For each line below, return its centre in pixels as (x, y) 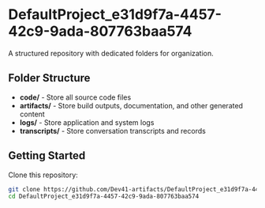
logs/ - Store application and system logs (87, 122)
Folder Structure (49, 78)
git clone (24, 189)
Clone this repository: (43, 175)
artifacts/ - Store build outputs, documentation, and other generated (131, 105)
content (32, 114)
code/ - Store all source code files (75, 97)
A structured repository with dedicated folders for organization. (111, 53)
